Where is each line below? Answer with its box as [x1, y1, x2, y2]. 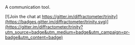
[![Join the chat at [5, 14, 41, 19]
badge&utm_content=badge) [5, 34, 63, 40]
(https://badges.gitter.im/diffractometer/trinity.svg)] [5, 19, 109, 24]
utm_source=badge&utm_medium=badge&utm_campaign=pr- [5, 29, 130, 35]
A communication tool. [5, 4, 50, 10]
